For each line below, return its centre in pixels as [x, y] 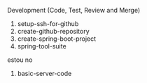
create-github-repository [53, 31]
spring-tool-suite [42, 46]
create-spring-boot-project [57, 39]
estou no [20, 60]
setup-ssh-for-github [48, 24]
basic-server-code [44, 74]
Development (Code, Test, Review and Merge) [74, 10]
